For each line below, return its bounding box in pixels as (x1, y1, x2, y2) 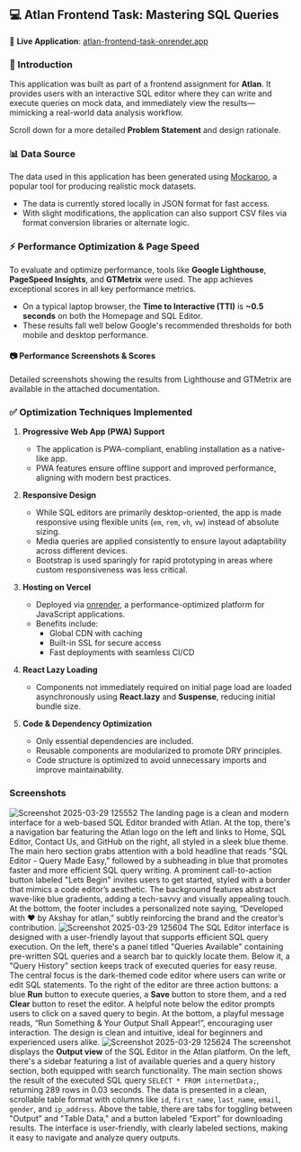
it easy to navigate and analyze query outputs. (9, 1131, 181, 1143)
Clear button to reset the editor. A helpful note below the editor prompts (9, 998, 276, 1009)
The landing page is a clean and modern (139, 807, 289, 818)
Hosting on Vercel (22, 582, 92, 593)
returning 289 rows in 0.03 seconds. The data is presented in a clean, (9, 1084, 268, 1094)
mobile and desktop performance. (22, 329, 149, 340)
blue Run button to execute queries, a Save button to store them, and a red (9, 988, 288, 999)
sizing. (35, 527, 61, 537)
